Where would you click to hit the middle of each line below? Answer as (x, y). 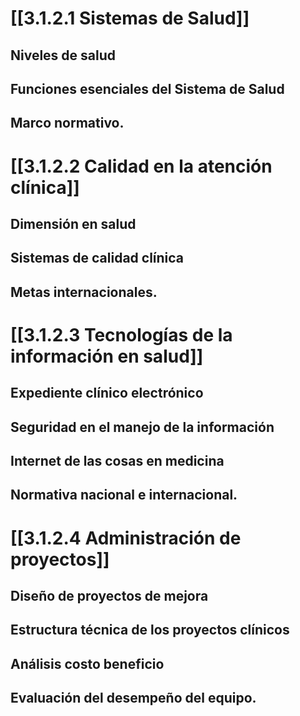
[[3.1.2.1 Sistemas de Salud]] (130, 18)
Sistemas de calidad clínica (97, 258)
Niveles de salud (63, 55)
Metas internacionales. (84, 292)
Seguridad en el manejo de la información (142, 427)
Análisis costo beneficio (87, 663)
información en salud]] (107, 356)
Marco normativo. (67, 123)
